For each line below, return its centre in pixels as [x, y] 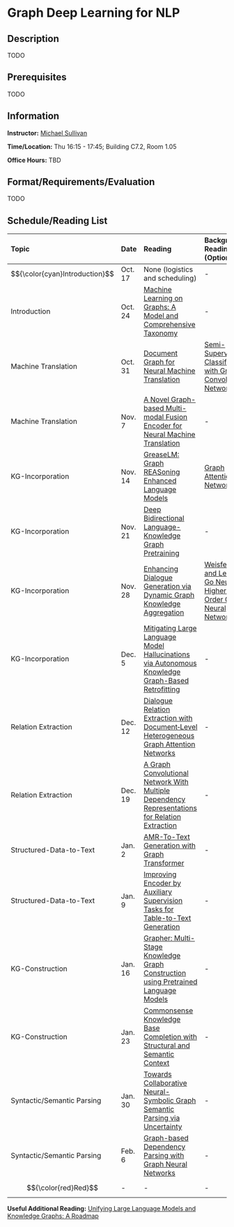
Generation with [170, 846]
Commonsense [169, 1011]
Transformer [164, 863]
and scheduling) [170, 279]
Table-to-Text [167, 918]
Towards [158, 1075]
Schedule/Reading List [57, 220]
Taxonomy [161, 333]
